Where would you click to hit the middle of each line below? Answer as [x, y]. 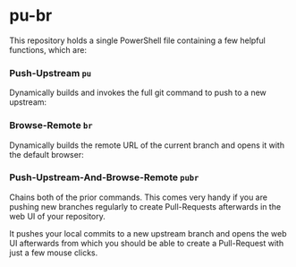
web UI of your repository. [57, 216]
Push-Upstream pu [51, 73]
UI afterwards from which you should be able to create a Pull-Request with [147, 243]
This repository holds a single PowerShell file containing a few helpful [138, 40]
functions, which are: [48, 49]
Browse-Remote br [51, 125]
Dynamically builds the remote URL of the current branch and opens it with [147, 145]
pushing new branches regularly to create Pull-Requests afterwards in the [145, 206]
